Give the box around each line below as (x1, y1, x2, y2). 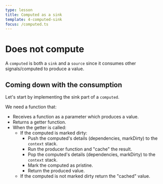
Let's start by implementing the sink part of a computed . (5, 94, 120, 100)
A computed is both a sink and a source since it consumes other (5, 60, 136, 67)
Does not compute (5, 44, 85, 55)
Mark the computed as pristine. (27, 162, 93, 168)
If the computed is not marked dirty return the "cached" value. (20, 173, 150, 179)
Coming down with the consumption (5, 80, 123, 89)
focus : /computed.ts (5, 21, 49, 27)
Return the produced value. (27, 168, 85, 173)
